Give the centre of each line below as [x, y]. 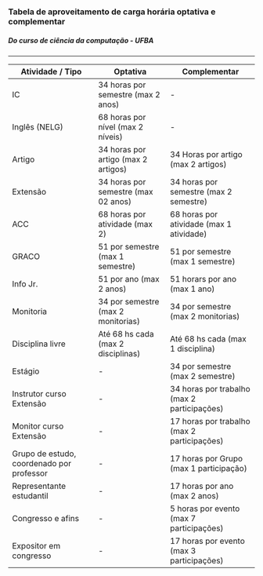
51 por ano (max [128, 279]
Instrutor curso [39, 393]
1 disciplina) [192, 348]
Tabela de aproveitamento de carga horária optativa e [112, 12]
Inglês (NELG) [38, 126]
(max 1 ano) [192, 289]
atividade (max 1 [201, 224]
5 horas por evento [205, 509]
